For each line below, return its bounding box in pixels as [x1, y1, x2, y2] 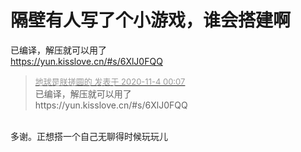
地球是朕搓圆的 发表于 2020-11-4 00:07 [34, 76, 186, 87]
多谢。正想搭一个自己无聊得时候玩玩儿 [10, 130, 168, 142]
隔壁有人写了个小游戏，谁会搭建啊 [10, 9, 292, 32]
